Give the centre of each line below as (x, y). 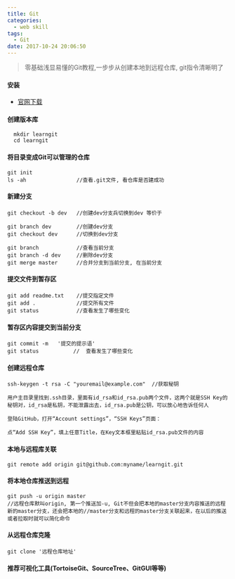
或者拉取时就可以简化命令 (39, 518)
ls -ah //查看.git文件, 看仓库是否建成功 (86, 180)
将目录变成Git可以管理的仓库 (48, 157)
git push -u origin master (47, 496)
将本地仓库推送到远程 (38, 481)
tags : (15, 33)
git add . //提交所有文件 (61, 303)
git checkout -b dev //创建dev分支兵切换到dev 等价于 (85, 213)
